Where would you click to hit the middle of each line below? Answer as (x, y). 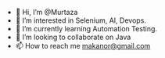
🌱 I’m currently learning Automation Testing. (86, 29)
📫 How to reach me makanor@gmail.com (83, 46)
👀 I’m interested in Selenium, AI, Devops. (81, 20)
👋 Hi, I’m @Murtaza (47, 12)
